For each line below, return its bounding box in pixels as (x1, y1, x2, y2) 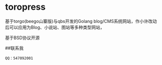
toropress (5, 1, 46, 13)
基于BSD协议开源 (5, 35, 40, 41)
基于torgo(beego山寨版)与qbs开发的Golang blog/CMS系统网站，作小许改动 (5, 18, 157, 24)
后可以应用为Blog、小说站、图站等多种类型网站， (5, 24, 105, 30)
